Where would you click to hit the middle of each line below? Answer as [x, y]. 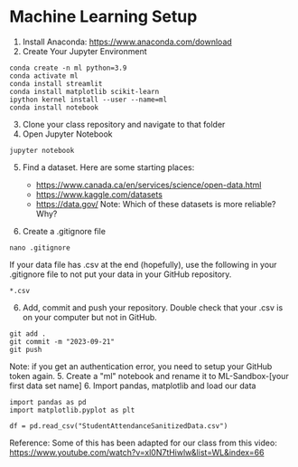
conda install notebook [54, 107]
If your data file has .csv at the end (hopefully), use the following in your [143, 264]
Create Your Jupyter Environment [84, 51]
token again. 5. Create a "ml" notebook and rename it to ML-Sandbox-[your [149, 376]
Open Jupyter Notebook [67, 134]
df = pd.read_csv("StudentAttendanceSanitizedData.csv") [119, 426]
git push [26, 349]
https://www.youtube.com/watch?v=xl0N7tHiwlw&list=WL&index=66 [137, 452]
